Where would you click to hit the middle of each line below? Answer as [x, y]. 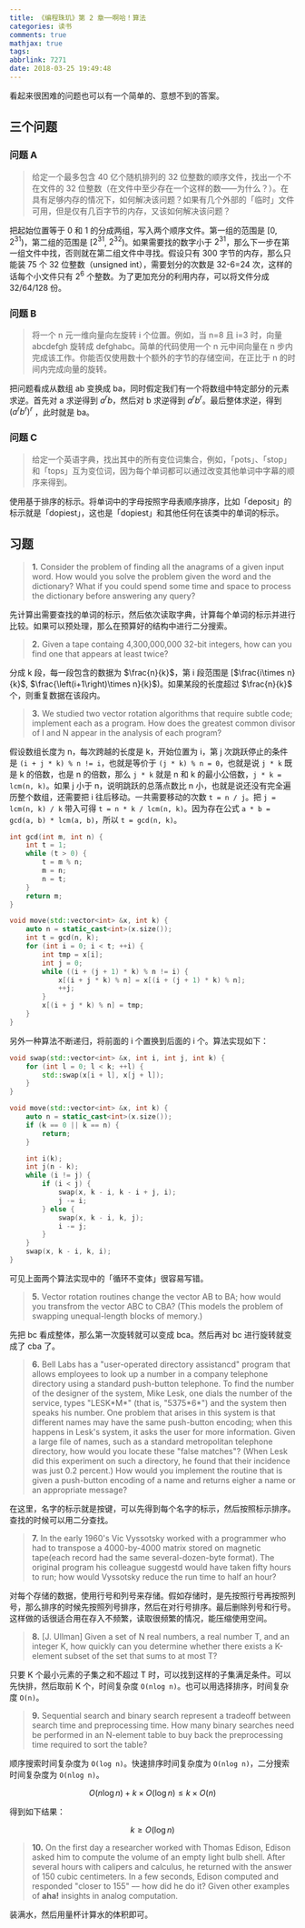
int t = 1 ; [46, 845]
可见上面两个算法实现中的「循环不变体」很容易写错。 [109, 1278]
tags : [20, 52]
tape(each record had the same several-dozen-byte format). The [153, 1557]
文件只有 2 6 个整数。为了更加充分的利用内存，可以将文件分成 [155, 276]
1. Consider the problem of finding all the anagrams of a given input [157, 567]
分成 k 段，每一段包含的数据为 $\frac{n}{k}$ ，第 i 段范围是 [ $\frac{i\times [148, 672]
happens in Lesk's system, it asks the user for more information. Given [163, 1431]
